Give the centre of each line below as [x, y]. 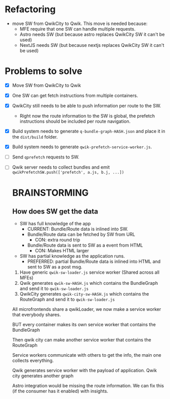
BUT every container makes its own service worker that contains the [84, 325]
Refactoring [30, 9]
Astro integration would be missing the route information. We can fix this [88, 386]
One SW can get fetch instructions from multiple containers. [75, 95]
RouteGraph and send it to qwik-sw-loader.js [67, 300]
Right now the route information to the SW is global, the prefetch [87, 116]
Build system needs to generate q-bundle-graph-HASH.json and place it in [89, 131]
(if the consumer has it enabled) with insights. [60, 391]
